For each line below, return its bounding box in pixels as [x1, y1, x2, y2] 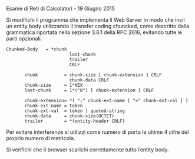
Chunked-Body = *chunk [6, 46, 67, 52]
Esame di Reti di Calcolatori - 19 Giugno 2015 [6, 5, 115, 12]
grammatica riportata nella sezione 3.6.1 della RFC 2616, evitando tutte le [6, 29, 183, 36]
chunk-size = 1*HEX [24, 82, 83, 88]
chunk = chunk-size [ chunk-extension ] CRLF [24, 72, 162, 78]
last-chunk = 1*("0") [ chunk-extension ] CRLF [24, 87, 154, 93]
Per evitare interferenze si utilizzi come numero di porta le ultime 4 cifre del [6, 128, 189, 136]
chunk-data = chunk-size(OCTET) [24, 113, 115, 119]
